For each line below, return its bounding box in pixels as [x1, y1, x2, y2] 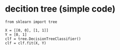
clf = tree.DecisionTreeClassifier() [5, 36, 81, 41]
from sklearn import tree [5, 19, 57, 24]
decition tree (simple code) [5, 3, 116, 15]
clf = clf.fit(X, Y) [5, 40, 47, 46]
